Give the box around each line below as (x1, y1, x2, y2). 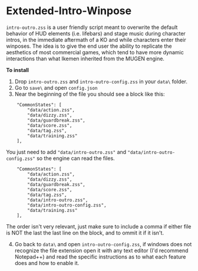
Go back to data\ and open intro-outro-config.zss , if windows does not (14, 240, 192, 247)
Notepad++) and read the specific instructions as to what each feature (14, 253, 186, 260)
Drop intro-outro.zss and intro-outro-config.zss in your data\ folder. (14, 78, 187, 85)
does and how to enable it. (14, 259, 80, 266)
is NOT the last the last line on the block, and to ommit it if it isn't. (6, 229, 164, 236)
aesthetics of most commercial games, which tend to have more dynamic (6, 48, 184, 55)
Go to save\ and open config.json (14, 84, 98, 91)
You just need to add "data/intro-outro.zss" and (6, 148, 127, 155)
